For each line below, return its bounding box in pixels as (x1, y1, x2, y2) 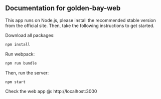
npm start (5, 79, 26, 84)
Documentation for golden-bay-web (5, 4, 121, 12)
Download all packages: (5, 32, 55, 38)
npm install (5, 42, 30, 47)
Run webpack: (5, 51, 35, 57)
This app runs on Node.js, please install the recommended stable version (5, 17, 156, 23)
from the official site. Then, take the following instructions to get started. (5, 22, 154, 28)
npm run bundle (5, 60, 37, 65)
